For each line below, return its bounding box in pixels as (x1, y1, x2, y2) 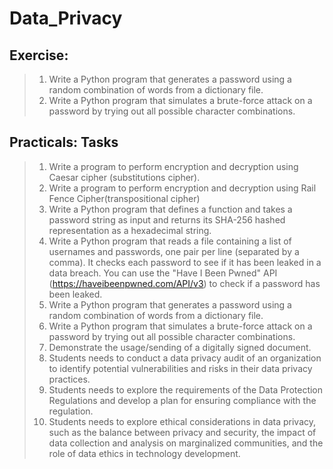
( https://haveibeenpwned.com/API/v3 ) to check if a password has (48, 277, 321, 289)
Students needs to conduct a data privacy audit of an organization (48, 352, 322, 364)
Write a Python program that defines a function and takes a (48, 203, 293, 215)
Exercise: (9, 47, 69, 64)
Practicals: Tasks (9, 134, 119, 151)
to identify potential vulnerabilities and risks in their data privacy (48, 362, 313, 374)
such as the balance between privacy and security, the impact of (48, 426, 317, 438)
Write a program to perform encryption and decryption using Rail (48, 182, 317, 194)
